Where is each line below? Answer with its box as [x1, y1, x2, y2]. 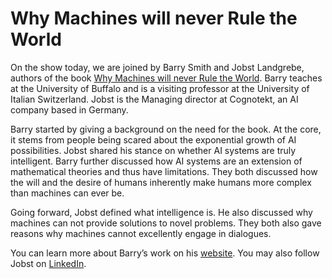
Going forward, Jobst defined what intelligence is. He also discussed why [10, 206, 313, 218]
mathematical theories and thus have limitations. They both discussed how [10, 165, 318, 177]
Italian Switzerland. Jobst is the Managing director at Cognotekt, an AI [10, 93, 299, 105]
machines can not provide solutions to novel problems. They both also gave [10, 217, 322, 229]
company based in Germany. [10, 103, 129, 116]
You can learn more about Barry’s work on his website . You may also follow [10, 247, 320, 259]
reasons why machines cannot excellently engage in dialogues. [10, 227, 272, 239]
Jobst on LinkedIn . [10, 257, 87, 269]
